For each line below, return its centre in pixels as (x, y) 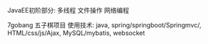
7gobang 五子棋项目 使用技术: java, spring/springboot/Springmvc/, (104, 25)
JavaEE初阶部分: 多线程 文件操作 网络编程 (68, 10)
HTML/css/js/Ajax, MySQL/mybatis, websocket (76, 33)
